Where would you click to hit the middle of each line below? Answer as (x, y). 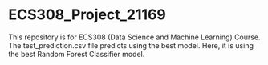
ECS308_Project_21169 (87, 15)
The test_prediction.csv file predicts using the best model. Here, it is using (131, 45)
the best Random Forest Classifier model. (77, 54)
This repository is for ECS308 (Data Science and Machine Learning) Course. (134, 37)
